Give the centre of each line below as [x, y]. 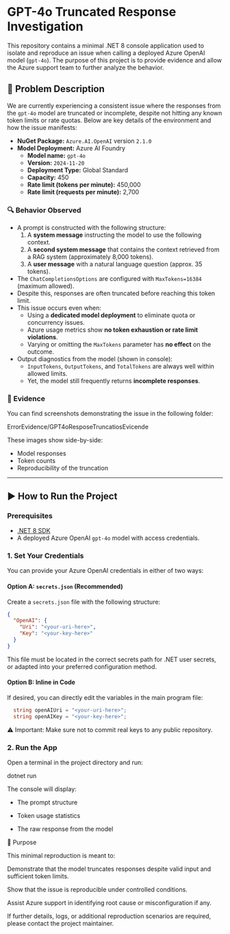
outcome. [41, 352]
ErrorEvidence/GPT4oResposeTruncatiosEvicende [78, 427]
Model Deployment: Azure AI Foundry [71, 148]
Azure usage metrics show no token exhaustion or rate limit [113, 330]
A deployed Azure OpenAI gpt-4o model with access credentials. [108, 538]
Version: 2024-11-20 [56, 163]
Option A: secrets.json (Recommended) [65, 586]
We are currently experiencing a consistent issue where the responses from [114, 105]
